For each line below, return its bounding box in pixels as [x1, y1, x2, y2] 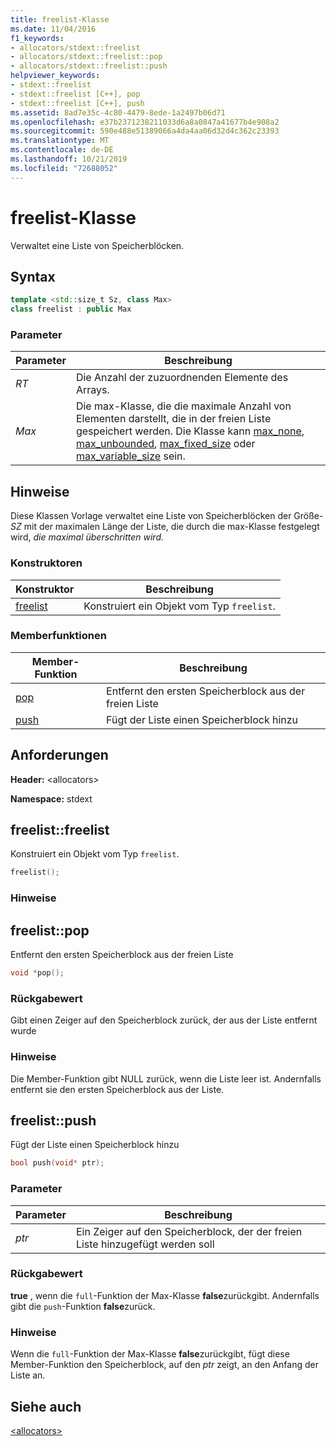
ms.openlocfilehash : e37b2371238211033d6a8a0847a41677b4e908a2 [10, 117, 280, 127]
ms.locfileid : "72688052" [10, 163, 118, 173]
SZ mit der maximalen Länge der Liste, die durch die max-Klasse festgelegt [10, 521, 320, 533]
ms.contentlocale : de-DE [10, 145, 114, 155]
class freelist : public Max [10, 304, 132, 315]
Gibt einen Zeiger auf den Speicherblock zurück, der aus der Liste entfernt [10, 1014, 318, 1026]
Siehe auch [10, 1398, 82, 1415]
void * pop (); [10, 968, 65, 978]
